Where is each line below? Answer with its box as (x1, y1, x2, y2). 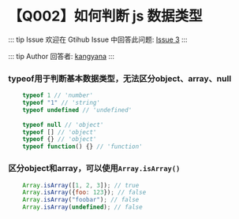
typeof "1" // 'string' (22, 99, 101, 107)
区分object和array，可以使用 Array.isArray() (8, 163, 181, 174)
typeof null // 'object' (22, 121, 104, 128)
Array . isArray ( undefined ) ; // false (22, 203, 144, 211)
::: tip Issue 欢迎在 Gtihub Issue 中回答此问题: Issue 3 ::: (8, 35, 188, 44)
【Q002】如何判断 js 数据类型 (8, 7, 203, 25)
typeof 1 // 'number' (22, 91, 93, 99)
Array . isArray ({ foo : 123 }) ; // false (22, 188, 147, 197)
